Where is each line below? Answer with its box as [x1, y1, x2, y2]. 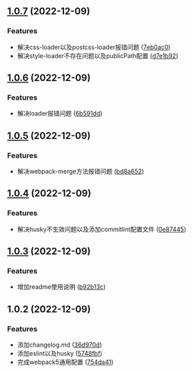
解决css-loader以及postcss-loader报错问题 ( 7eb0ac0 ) [17, 43, 171, 51]
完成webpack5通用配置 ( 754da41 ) [17, 358, 114, 366]
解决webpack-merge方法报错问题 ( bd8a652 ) [17, 167, 145, 176]
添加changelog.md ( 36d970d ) [17, 340, 102, 349]
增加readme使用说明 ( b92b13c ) [17, 283, 106, 291]
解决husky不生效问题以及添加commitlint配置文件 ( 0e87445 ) [17, 225, 187, 233]
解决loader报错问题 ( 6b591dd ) [17, 109, 103, 118]
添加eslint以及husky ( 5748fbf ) [17, 349, 103, 358]
